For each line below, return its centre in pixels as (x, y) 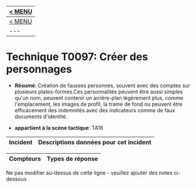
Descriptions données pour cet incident (94, 142)
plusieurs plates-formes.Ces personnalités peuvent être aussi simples (99, 91)
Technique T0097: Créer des (77, 57)
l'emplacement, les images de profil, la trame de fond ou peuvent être (98, 104)
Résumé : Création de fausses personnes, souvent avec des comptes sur (102, 85)
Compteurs (25, 158)
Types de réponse (72, 158)
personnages (39, 69)
